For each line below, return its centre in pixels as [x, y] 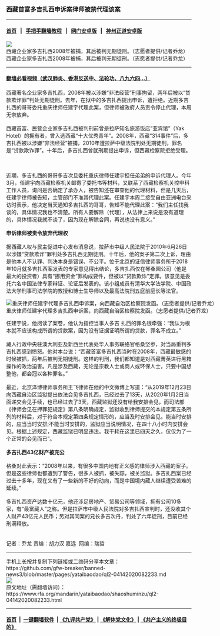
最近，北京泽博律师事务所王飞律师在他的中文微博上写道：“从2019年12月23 [96, 387]
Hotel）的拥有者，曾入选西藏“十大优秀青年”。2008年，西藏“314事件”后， [95, 135]
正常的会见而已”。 [33, 438]
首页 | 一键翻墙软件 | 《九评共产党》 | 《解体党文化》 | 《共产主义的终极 [94, 620]
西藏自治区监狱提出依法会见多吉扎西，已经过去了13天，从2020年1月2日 [97, 394]
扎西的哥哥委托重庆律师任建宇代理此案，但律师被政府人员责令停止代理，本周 [99, 107]
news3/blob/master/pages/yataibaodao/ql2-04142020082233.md [86, 574]
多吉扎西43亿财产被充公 [35, 452]
